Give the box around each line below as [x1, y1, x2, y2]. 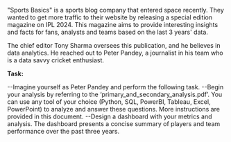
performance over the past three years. [7, 127, 120, 135]
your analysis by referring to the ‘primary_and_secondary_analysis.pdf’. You [7, 90, 223, 98]
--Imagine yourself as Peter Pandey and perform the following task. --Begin [7, 83, 224, 91]
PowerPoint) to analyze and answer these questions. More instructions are [7, 105, 221, 113]
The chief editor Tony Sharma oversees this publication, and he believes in [7, 42, 221, 49]
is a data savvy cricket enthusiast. [7, 56, 105, 64]
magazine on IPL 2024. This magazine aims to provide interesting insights [7, 21, 219, 28]
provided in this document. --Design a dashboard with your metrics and [7, 112, 212, 121]
